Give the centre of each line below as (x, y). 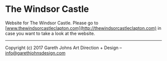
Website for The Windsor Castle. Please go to (52, 23)
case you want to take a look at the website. (50, 33)
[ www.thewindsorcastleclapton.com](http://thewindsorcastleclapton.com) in (83, 28)
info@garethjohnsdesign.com (35, 53)
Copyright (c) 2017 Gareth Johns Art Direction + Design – (64, 48)
